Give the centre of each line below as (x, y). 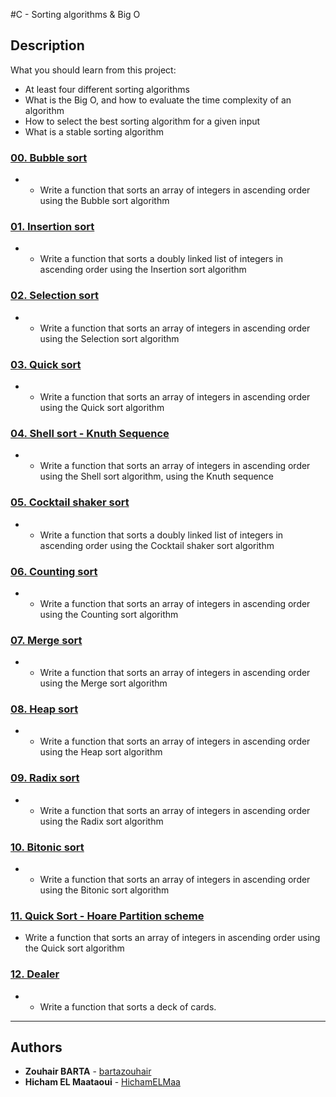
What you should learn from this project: (93, 70)
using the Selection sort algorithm (109, 338)
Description (47, 45)
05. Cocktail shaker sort (70, 502)
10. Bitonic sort (47, 847)
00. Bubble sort (49, 157)
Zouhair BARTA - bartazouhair (88, 1071)
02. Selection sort (55, 296)
